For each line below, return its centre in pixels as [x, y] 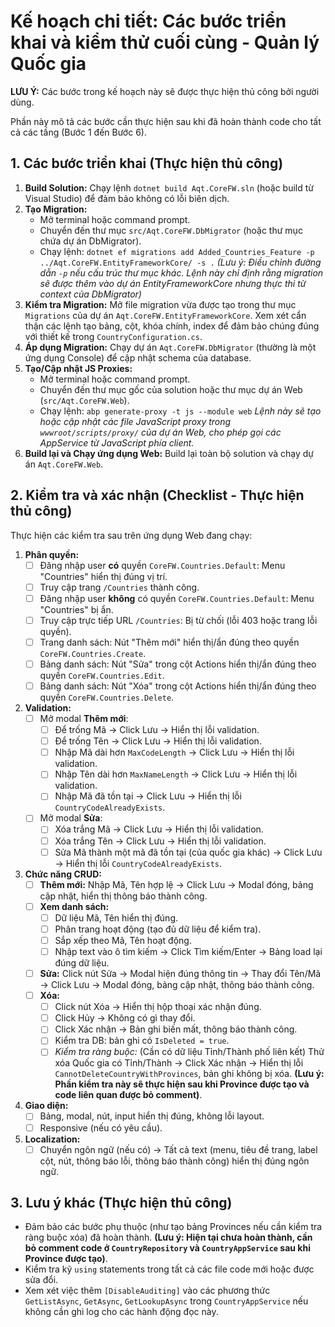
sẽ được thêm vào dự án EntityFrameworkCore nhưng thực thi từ [173, 283]
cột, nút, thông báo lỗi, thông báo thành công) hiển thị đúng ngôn [174, 1161]
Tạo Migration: [56, 209]
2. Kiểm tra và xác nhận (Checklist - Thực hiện [157, 495]
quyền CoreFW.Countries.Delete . [107, 697]
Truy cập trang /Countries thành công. [119, 587]
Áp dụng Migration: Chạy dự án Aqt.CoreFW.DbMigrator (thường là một [170, 347]
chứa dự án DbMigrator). [90, 241]
